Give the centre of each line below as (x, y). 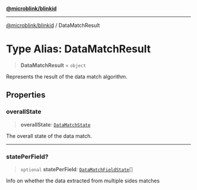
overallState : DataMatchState (55, 124)
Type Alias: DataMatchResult (79, 49)
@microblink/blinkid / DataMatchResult (53, 25)
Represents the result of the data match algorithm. (67, 76)
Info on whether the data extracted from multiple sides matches (83, 181)
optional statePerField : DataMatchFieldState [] (77, 169)
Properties (26, 95)
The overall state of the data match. (49, 136)
